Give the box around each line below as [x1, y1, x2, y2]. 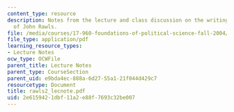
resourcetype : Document [7, 81, 77, 88]
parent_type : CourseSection [7, 68, 89, 75]
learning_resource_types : [7, 42, 82, 49]
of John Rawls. [13, 23, 58, 30]
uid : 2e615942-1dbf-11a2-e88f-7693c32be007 [7, 95, 136, 102]
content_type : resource [7, 10, 77, 17]
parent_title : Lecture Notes [7, 62, 92, 69]
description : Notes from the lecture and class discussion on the [7, 17, 204, 24]
